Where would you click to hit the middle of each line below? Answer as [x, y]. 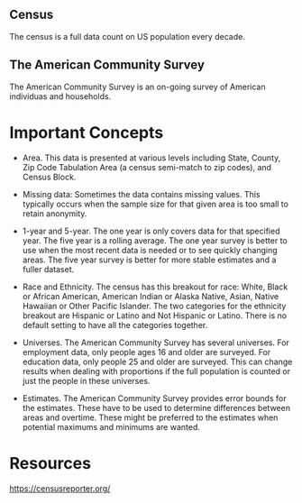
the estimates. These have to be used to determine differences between [156, 407]
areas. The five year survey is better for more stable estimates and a [149, 260]
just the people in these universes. [86, 380]
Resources [50, 463]
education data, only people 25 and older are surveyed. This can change [157, 361]
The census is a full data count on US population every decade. [127, 36]
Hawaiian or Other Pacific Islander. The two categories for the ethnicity [154, 306]
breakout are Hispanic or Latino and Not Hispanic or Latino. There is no [154, 316]
